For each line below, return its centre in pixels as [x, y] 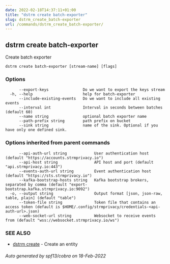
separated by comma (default [36, 184]
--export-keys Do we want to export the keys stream [92, 90]
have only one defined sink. [36, 130]
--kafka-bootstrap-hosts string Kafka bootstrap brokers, [84, 180]
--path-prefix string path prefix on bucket [75, 121]
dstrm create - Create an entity [45, 244]
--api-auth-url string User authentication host [84, 153]
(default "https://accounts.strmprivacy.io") [54, 158]
